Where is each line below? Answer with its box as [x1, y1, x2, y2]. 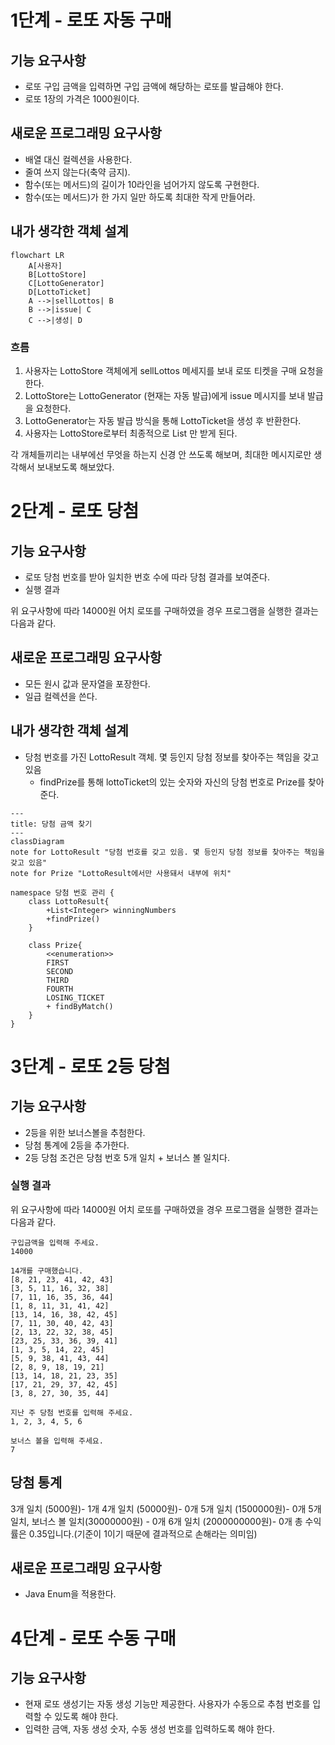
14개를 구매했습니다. [10, 1266, 84, 1276]
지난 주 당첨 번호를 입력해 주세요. [10, 1407, 134, 1418]
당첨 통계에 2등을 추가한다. [24, 1139, 130, 1151]
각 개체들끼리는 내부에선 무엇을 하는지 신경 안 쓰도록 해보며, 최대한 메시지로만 [10, 448, 312, 460]
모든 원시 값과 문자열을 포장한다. [24, 677, 151, 690]
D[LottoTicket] [28, 287, 92, 297]
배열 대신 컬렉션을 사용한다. [24, 153, 133, 165]
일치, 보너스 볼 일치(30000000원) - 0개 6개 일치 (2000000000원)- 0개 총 [10, 1515, 303, 1527]
